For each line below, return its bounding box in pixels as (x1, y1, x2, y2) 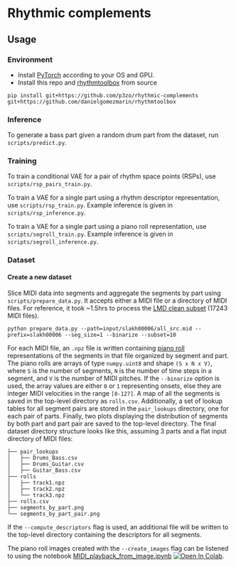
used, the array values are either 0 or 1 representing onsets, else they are (7, 382, 222, 390)
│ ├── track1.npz (7, 479, 65, 486)
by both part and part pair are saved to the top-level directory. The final (7, 419, 217, 428)
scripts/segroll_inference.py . (7, 237, 99, 246)
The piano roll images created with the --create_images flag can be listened (7, 544, 229, 552)
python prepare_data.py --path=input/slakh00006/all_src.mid (7, 325, 193, 332)
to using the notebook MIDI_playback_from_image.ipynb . (7, 551, 225, 560)
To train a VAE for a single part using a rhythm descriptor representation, (7, 193, 220, 202)
